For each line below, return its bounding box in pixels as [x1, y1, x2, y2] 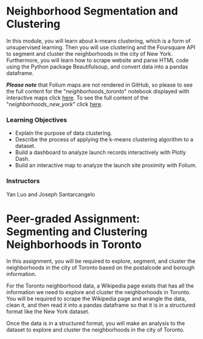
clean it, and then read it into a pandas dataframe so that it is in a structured [6, 301, 196, 309]
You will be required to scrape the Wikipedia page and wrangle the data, [6, 295, 187, 303]
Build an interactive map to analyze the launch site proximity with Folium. [15, 162, 197, 169]
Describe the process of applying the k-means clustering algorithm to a [15, 136, 194, 143]
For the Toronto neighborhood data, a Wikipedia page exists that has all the [6, 282, 194, 289]
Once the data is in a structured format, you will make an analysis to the [6, 320, 185, 327]
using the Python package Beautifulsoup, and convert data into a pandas [6, 62, 188, 70]
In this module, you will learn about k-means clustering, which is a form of [6, 37, 191, 44]
